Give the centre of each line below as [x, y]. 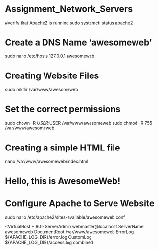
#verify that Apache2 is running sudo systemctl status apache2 [69, 23]
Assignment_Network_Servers [69, 9]
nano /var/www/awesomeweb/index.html [47, 161]
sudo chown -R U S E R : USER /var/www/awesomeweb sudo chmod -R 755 [79, 123]
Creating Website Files [52, 76]
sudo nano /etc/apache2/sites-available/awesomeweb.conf [65, 217]
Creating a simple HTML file [63, 148]
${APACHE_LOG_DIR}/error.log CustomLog [48, 237]
